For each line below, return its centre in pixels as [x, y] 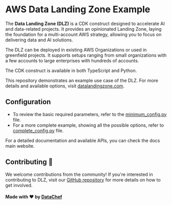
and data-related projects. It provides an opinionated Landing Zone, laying [83, 29]
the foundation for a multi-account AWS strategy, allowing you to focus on [83, 34]
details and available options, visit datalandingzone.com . [65, 86]
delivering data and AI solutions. [39, 40]
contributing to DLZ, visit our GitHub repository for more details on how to [83, 179]
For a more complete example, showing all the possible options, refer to [88, 125]
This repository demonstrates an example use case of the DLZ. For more [82, 80]
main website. [20, 146]
